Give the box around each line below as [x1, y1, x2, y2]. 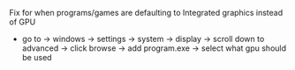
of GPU [9, 17, 36, 27]
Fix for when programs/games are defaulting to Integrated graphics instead [9, 8, 284, 17]
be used [21, 52, 52, 62]
